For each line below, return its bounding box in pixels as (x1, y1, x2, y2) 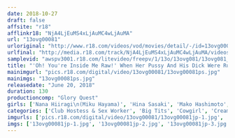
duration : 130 (7, 88, 49, 95)
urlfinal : (7, 49, 36, 56)
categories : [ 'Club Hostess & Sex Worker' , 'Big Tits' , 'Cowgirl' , (7, 107, 208, 114)
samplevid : (7, 56, 39, 63)
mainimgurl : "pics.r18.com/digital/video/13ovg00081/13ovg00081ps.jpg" (7, 68, 220, 75)
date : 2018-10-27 (7, 10, 58, 17)
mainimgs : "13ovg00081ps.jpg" (7, 75, 96, 82)
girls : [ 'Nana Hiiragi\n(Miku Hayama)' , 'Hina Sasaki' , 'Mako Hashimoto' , (7, 101, 230, 108)
